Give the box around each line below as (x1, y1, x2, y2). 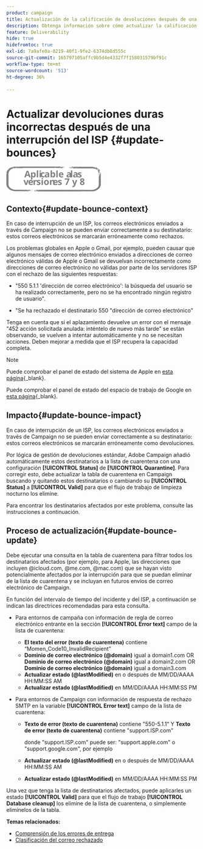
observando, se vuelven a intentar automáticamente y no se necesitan (6, 331, 182, 339)
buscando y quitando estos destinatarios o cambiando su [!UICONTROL (6, 477, 187, 484)
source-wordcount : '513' (6, 68, 69, 74)
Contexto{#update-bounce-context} (6, 204, 149, 214)
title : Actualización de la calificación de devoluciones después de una (6, 16, 198, 23)
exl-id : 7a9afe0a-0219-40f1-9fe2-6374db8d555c (6, 49, 126, 55)
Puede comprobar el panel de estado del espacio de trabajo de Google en (6, 386, 191, 393)
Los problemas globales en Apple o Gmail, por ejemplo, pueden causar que (6, 244, 195, 252)
